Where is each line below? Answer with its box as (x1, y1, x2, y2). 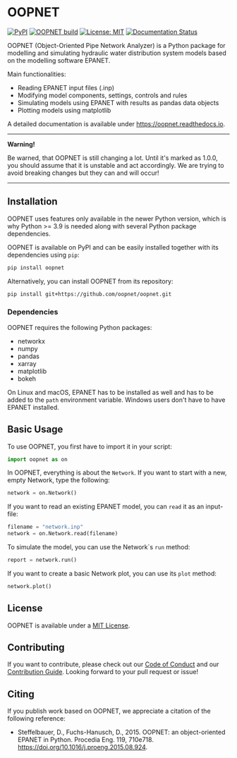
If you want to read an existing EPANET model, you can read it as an (7, 502, 205, 511)
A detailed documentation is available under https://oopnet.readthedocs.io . (7, 119, 226, 128)
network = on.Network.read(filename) (7, 530, 119, 537)
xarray (17, 359, 37, 367)
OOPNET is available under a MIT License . (7, 621, 130, 630)
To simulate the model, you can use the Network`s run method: (7, 543, 190, 551)
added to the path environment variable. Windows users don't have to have (7, 396, 226, 404)
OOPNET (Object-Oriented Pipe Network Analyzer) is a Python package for (7, 41, 226, 49)
